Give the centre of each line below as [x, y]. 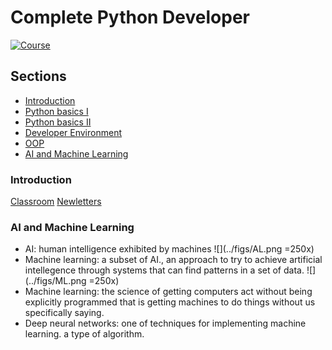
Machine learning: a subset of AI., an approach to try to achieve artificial [173, 260]
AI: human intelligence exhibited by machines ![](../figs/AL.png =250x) [169, 249]
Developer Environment [73, 132]
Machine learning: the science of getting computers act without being [168, 292]
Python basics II [58, 122]
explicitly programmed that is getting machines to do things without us [170, 302]
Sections [38, 76]
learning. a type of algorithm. [84, 334]
